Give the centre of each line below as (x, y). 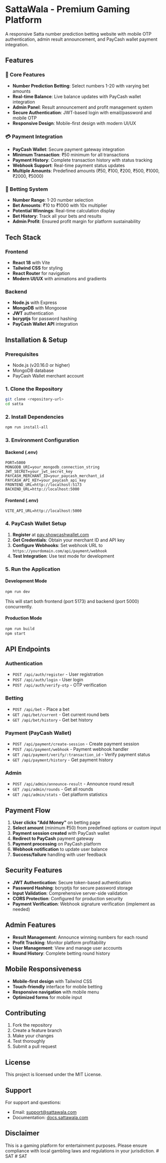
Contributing (26, 1013)
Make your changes (33, 1036)
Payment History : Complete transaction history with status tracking (82, 160)
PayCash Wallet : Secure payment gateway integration (68, 149)
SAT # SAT (16, 1156)
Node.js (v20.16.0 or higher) (41, 365)
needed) (21, 909)
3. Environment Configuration (42, 440)
